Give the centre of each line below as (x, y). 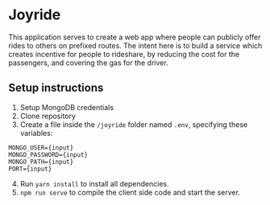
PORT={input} (30, 169)
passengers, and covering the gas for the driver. (88, 63)
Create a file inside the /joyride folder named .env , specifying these (134, 124)
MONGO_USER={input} (41, 148)
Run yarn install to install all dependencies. (94, 183)
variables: (36, 133)
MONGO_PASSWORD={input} (48, 154)
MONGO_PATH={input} (41, 162)
